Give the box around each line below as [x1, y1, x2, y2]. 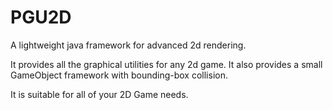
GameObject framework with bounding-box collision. [10, 69, 228, 81]
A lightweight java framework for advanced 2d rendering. [10, 39, 247, 51]
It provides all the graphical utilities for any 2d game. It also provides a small [10, 58, 323, 70]
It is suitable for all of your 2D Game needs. [10, 88, 189, 100]
